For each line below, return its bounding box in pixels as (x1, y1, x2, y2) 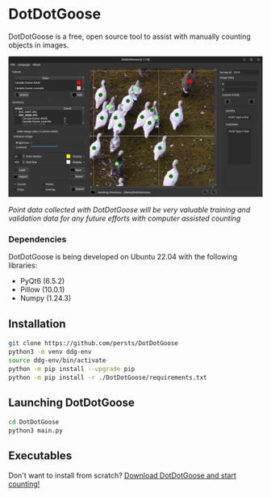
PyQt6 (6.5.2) (19, 276, 65, 286)
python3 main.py (8, 427, 63, 435)
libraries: (8, 260, 38, 271)
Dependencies (8, 234, 67, 245)
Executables (8, 449, 73, 463)
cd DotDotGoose (8, 418, 60, 427)
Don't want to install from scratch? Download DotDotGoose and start (8, 470, 236, 480)
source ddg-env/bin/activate (8, 356, 106, 364)
